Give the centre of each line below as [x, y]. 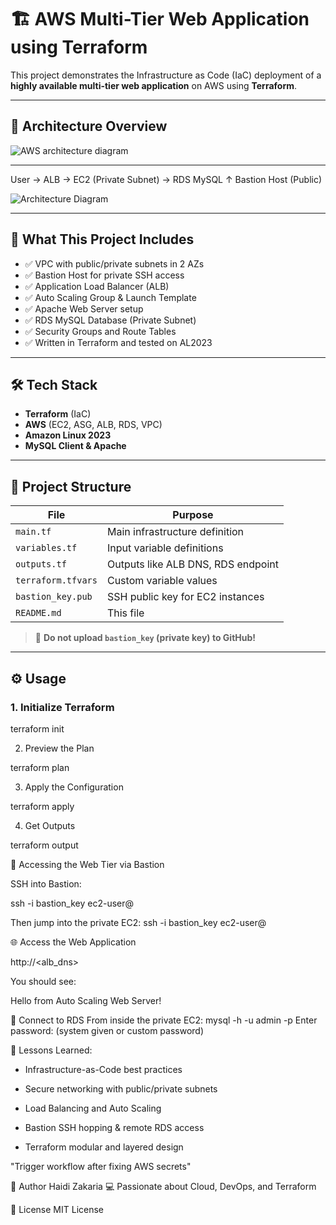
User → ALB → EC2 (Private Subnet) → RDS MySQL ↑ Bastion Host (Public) [166, 179]
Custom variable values [162, 581]
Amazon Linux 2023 [68, 435]
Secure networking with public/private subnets [121, 1088]
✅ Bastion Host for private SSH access [104, 275]
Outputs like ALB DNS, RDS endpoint [193, 564]
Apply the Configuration [74, 787]
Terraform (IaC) [58, 414]
